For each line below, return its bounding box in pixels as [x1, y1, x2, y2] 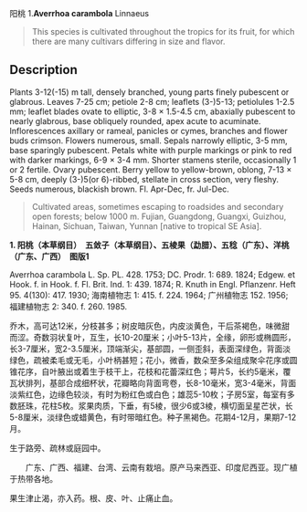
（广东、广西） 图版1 [9, 250, 90, 262]
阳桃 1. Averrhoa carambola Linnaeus [9, 8, 149, 18]
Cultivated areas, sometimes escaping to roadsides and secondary [31, 201, 284, 212]
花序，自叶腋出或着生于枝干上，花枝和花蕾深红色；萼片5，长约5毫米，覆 [16, 366, 291, 377]
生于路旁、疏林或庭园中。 [9, 442, 106, 454]
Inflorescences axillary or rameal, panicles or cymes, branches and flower [9, 125, 288, 136]
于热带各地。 [9, 473, 58, 484]
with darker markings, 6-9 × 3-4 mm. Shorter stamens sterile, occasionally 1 [9, 154, 297, 165]
